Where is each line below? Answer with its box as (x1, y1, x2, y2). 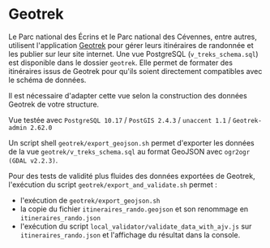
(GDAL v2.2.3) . (8, 155, 58, 165)
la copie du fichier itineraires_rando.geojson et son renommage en (19, 204, 249, 214)
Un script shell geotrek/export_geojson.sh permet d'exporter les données (8, 137, 255, 147)
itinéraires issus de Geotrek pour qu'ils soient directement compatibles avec (8, 66, 263, 76)
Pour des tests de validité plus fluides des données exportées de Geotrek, (8, 171, 255, 181)
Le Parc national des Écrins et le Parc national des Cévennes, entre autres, (8, 32, 258, 41)
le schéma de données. (8, 75, 87, 85)
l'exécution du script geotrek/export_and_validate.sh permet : (8, 180, 217, 189)
